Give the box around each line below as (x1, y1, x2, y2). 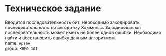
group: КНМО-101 (5, 45, 38, 51)
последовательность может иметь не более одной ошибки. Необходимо (5, 29, 161, 35)
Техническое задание (5, 3, 101, 14)
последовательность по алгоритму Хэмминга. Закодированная (5, 24, 141, 30)
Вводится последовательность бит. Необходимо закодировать (5, 19, 140, 25)
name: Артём (5, 40, 31, 46)
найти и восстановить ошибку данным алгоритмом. (5, 35, 116, 41)
